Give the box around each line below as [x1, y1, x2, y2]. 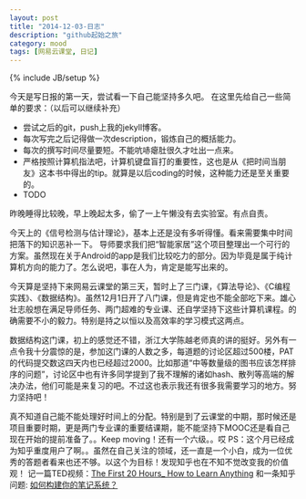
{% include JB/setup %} [9, 72, 100, 83]
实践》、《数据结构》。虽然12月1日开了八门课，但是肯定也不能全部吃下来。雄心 [9, 293, 296, 304]
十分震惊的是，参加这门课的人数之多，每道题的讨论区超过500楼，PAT [33, 346, 294, 357]
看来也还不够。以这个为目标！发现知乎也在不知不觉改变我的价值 [48, 457, 289, 468]
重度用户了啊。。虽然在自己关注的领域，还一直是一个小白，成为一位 [33, 445, 285, 456]
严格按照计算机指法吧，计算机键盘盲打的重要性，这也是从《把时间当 [22, 156, 279, 167]
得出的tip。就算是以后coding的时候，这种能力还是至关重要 [70, 168, 290, 179]
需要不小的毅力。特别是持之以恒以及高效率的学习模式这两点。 [16, 316, 249, 327]
